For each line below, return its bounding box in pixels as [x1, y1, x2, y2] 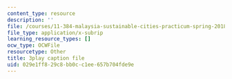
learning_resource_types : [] [7, 36, 91, 43]
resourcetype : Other [7, 49, 67, 56]
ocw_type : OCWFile [7, 42, 60, 49]
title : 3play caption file [7, 55, 85, 62]
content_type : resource [7, 10, 76, 17]
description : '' [7, 16, 54, 23]
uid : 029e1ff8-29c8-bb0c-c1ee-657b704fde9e [7, 61, 135, 68]
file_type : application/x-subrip [7, 29, 104, 36]
